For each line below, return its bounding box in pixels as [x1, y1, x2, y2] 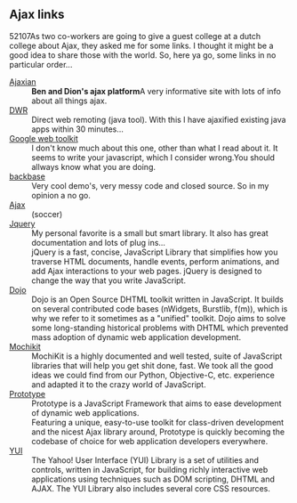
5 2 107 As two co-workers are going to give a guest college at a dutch [9, 30, 261, 41]
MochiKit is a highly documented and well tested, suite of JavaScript [31, 351, 283, 361]
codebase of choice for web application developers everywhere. [31, 435, 269, 446]
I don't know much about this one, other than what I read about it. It [31, 142, 278, 153]
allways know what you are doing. [31, 161, 157, 172]
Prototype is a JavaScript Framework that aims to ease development [31, 398, 282, 409]
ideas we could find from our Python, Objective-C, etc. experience [31, 369, 276, 380]
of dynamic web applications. [31, 407, 140, 418]
